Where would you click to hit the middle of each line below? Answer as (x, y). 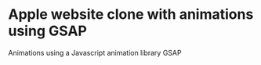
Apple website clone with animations (131, 14)
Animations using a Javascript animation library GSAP (95, 52)
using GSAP (48, 31)
